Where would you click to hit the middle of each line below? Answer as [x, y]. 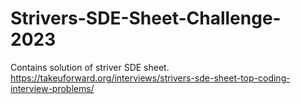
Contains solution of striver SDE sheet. [90, 67]
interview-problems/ [52, 88]
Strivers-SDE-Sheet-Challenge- [146, 18]
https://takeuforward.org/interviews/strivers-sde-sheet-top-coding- [150, 78]
